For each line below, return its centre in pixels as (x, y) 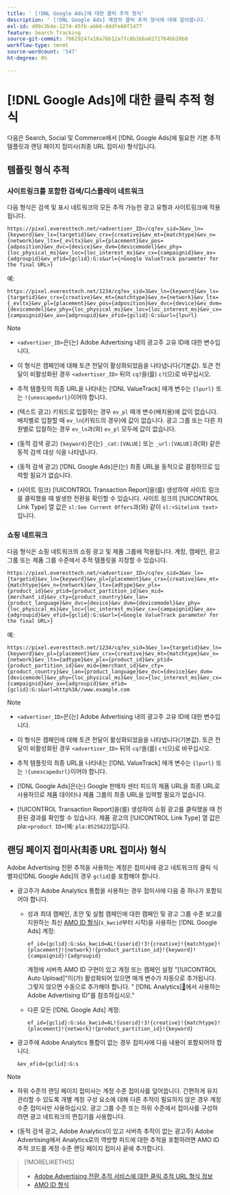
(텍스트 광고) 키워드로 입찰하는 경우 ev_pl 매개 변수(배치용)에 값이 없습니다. (118, 412)
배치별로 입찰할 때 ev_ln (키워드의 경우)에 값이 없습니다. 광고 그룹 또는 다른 (116, 421)
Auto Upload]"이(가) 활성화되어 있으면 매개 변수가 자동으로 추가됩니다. (122, 978)
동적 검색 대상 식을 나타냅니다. (57, 452)
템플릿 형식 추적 (38, 170)
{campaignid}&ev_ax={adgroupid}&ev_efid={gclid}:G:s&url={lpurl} (102, 316)
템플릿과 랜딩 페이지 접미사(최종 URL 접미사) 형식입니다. (82, 146)
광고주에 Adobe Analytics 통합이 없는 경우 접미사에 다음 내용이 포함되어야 (116, 1043)
